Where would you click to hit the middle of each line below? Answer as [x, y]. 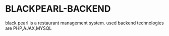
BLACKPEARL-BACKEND [58, 9]
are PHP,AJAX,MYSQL [29, 28]
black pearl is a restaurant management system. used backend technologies [84, 23]
